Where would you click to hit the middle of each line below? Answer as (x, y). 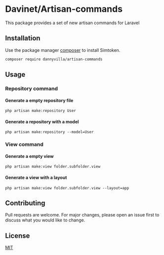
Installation (23, 38)
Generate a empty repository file (39, 100)
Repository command (32, 88)
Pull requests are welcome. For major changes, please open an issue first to (82, 215)
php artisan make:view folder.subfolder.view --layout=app (67, 188)
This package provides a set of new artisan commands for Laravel (72, 23)
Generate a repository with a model (42, 121)
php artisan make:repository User (41, 111)
